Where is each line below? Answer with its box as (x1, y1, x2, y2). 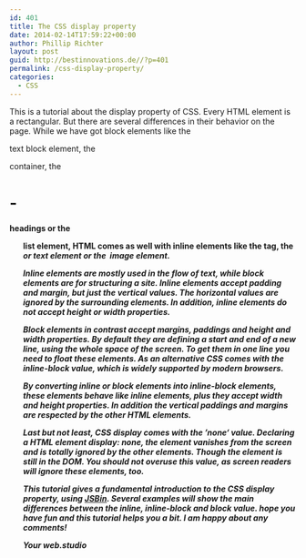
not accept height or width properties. (22, 307, 171, 318)
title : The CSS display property (9, 22, 137, 31)
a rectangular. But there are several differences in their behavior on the (9, 116, 275, 127)
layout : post (9, 47, 59, 56)
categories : (9, 73, 55, 82)
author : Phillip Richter (9, 38, 104, 48)
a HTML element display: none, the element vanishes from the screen (22, 437, 292, 448)
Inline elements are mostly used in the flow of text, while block (22, 268, 264, 279)
